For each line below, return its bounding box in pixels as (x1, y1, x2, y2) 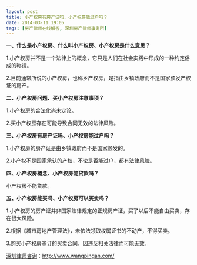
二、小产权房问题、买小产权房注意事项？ (6, 94, 104, 102)
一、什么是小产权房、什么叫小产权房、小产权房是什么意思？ (6, 42, 151, 49)
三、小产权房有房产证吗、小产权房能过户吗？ (6, 132, 115, 139)
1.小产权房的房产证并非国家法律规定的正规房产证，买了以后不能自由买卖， (6, 207, 185, 214)
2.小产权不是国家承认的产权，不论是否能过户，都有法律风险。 (6, 157, 155, 164)
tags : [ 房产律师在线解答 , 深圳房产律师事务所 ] (6, 25, 107, 31)
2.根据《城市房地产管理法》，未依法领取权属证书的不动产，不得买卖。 (6, 227, 173, 234)
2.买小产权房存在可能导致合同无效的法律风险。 (6, 119, 119, 127)
